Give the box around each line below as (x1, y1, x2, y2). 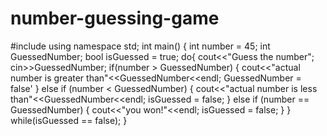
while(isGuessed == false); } (10, 114, 128, 126)
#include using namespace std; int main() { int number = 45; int (10, 40, 271, 52)
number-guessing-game (10, 7, 220, 30)
